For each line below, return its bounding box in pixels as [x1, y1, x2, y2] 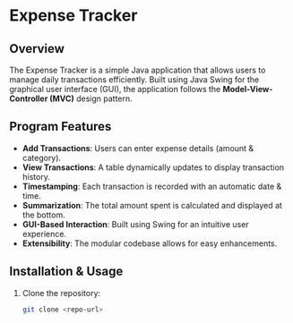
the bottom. [22, 209, 65, 220]
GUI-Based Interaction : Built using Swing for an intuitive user [22, 218, 249, 229]
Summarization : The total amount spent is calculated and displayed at [22, 200, 282, 210]
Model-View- [222, 84, 273, 94]
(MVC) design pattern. [48, 93, 133, 104]
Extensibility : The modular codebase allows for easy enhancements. [22, 238, 278, 249]
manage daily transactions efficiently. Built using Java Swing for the [9, 74, 260, 85]
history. [22, 171, 51, 182]
